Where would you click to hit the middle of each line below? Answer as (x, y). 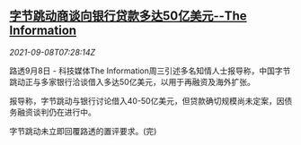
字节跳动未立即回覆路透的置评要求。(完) (83, 131)
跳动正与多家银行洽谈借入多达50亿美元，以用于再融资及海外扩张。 (133, 81)
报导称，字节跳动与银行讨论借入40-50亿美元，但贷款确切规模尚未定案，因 (147, 100)
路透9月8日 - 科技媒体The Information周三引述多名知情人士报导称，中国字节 (150, 71)
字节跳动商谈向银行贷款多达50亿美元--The (128, 16)
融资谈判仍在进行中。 (56, 112)
